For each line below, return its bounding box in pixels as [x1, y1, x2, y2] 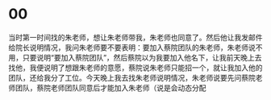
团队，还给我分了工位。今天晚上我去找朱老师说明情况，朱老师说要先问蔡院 [8, 73, 256, 82]
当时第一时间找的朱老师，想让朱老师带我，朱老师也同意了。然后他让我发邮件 [8, 32, 263, 42]
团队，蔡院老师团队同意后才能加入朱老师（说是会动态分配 [15, 82, 206, 93]
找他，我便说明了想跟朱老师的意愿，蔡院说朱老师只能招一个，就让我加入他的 [8, 62, 263, 73]
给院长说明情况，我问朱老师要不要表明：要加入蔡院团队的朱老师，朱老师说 [8, 42, 256, 52]
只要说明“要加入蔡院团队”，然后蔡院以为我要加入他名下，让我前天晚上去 [22, 52, 262, 62]
